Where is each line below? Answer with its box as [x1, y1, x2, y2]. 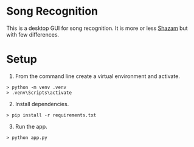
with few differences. [6, 30, 60, 38]
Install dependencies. [15, 100, 69, 107]
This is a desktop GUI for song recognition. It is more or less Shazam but [6, 24, 188, 32]
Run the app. [15, 123, 47, 130]
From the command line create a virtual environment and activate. [15, 72, 181, 80]
